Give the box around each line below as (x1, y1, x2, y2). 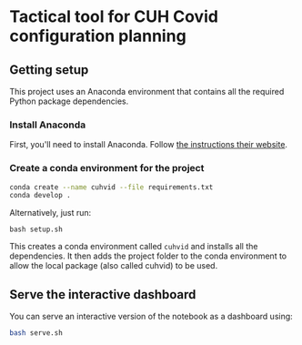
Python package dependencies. (9, 96, 129, 107)
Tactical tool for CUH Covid (9, 6, 218, 27)
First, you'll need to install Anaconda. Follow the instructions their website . (9, 139, 288, 150)
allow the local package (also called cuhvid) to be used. (9, 260, 218, 271)
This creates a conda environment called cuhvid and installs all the (9, 241, 258, 252)
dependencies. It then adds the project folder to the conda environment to (9, 250, 287, 261)
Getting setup (9, 62, 89, 77)
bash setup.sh (9, 225, 64, 234)
